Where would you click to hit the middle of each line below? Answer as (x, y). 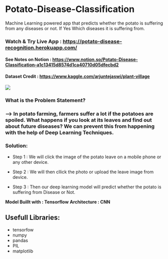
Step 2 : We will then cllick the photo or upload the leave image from (83, 172)
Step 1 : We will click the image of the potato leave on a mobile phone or (87, 157)
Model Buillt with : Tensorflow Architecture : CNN (58, 202)
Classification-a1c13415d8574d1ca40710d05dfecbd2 (62, 65)
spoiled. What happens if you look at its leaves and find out (78, 120)
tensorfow (23, 229)
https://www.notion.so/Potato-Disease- (95, 60)
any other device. (31, 162)
